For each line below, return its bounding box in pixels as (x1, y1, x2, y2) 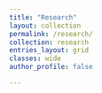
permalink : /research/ (9, 29, 93, 38)
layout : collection (9, 21, 82, 30)
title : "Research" (9, 12, 77, 22)
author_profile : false (9, 63, 93, 72)
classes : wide (9, 54, 62, 63)
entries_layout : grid (9, 46, 90, 55)
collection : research (9, 37, 90, 47)
